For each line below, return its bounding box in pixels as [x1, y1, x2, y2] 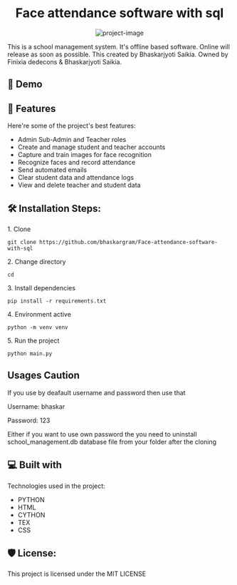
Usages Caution [7, 370, 80, 382]
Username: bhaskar [7, 402, 65, 411]
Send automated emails [17, 166, 88, 174]
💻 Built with [7, 459, 63, 472]
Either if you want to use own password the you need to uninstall [7, 429, 197, 438]
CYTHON [17, 510, 46, 519]
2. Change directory [7, 257, 66, 265]
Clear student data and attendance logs [17, 173, 134, 182]
